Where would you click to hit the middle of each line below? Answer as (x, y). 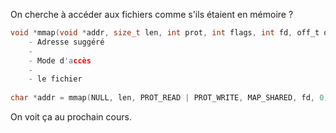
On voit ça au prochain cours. (71, 117)
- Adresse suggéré (66, 42)
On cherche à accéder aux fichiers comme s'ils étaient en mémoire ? (152, 14)
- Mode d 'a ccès (60, 60)
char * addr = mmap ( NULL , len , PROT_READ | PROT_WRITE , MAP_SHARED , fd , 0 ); (171, 98)
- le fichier (55, 79)
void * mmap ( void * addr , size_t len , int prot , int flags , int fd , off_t (165, 33)
